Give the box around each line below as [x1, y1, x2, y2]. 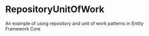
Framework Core [5, 25, 41, 31]
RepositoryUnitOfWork [5, 4, 105, 15]
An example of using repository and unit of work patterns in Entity [5, 20, 144, 26]
